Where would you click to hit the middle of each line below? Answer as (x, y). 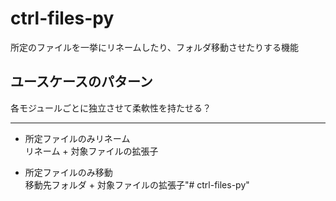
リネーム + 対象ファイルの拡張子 (91, 151)
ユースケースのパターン (81, 82)
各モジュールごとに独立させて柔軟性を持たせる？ (111, 108)
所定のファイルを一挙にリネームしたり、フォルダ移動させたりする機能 (155, 47)
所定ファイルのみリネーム (77, 138)
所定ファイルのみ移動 (68, 172)
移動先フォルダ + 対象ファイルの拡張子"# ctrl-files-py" (137, 184)
